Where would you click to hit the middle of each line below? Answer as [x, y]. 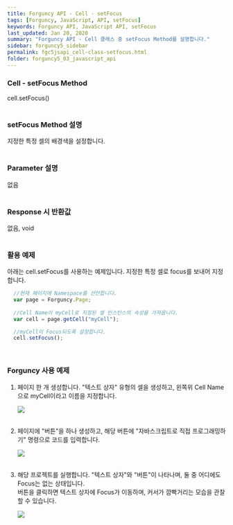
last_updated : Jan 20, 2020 [48, 33]
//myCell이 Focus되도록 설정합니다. [60, 332]
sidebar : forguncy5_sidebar [48, 46]
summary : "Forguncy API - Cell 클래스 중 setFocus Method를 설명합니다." [109, 40]
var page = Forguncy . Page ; [52, 300]
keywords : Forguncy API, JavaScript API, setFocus [82, 26]
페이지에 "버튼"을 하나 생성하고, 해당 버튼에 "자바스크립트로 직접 [104, 431]
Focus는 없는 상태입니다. [51, 483]
